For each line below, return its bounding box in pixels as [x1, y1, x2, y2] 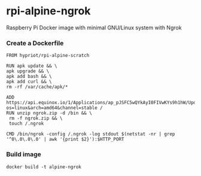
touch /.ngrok [8, 121, 44, 127]
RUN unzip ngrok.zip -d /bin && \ [6, 110, 93, 116]
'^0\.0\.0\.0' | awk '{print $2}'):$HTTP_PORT [6, 136, 124, 142]
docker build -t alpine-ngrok [6, 163, 82, 170]
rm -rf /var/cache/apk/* [6, 84, 68, 90]
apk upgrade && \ [6, 68, 50, 74]
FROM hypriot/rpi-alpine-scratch [6, 53, 90, 59]
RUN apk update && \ [6, 63, 58, 69]
